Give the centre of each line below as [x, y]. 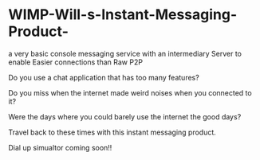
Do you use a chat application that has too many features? [104, 77]
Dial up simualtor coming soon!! [60, 147]
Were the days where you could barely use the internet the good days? [125, 116]
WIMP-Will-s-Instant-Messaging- [123, 15]
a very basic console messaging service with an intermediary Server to [125, 53]
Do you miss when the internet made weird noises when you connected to [130, 92]
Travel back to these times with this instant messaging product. [112, 132]
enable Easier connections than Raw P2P [76, 62]
